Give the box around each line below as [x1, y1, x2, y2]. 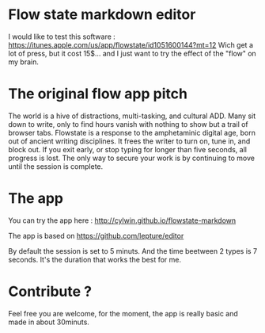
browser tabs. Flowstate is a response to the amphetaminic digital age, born [8, 128, 256, 137]
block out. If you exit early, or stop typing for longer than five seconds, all [8, 144, 248, 154]
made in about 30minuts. [8, 317, 89, 327]
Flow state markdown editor [8, 6, 196, 24]
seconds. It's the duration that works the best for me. [8, 255, 182, 264]
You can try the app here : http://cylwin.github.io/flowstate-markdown [8, 216, 237, 225]
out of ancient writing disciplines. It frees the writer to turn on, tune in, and [8, 136, 251, 146]
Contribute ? [8, 283, 93, 300]
